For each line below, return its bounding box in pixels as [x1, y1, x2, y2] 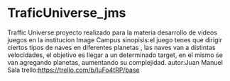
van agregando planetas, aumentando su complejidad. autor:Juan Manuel [7, 58, 224, 66]
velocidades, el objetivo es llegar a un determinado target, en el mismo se [7, 51, 224, 59]
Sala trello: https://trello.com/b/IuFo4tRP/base [7, 66, 140, 74]
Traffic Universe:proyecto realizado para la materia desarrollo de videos [7, 28, 218, 37]
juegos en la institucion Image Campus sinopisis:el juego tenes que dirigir [7, 35, 222, 44]
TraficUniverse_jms [7, 5, 126, 21]
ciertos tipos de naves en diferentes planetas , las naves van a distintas [7, 43, 216, 51]
